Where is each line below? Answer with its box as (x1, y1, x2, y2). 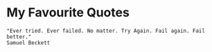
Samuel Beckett (6, 39, 51, 46)
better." (6, 33, 32, 40)
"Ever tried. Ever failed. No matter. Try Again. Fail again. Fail (6, 27, 206, 34)
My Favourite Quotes (6, 5, 130, 21)
